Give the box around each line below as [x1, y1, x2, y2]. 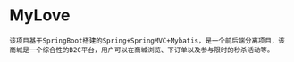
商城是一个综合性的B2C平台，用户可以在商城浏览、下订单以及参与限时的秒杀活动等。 [9, 45, 274, 54]
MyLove [9, 5, 71, 26]
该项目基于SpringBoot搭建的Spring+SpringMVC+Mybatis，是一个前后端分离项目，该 [9, 36, 286, 45]
